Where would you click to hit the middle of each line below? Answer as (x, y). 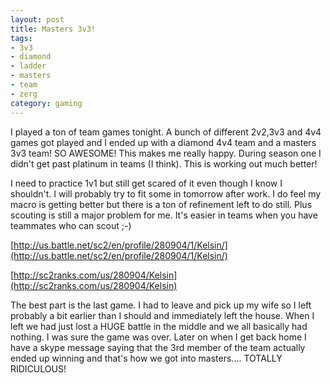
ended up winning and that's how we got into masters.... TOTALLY (146, 358)
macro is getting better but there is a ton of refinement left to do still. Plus (161, 204)
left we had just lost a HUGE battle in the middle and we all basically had (159, 326)
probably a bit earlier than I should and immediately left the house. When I (162, 315)
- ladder (28, 66)
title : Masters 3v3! (53, 29)
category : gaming (46, 103)
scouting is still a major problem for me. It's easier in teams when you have (164, 215)
